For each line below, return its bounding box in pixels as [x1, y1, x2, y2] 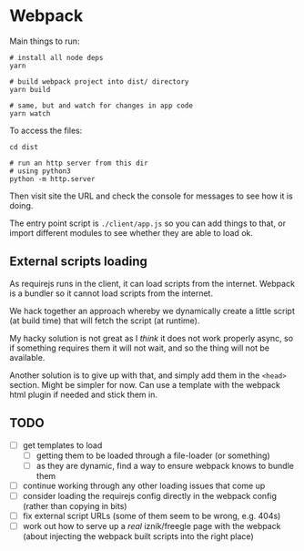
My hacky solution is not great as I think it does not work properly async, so [9, 332, 294, 343]
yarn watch [9, 108, 51, 118]
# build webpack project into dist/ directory [9, 77, 189, 87]
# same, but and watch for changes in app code [9, 101, 194, 110]
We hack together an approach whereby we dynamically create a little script [9, 305, 296, 316]
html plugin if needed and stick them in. [9, 389, 157, 400]
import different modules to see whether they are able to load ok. [9, 227, 253, 238]
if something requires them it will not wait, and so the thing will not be [9, 342, 270, 353]
